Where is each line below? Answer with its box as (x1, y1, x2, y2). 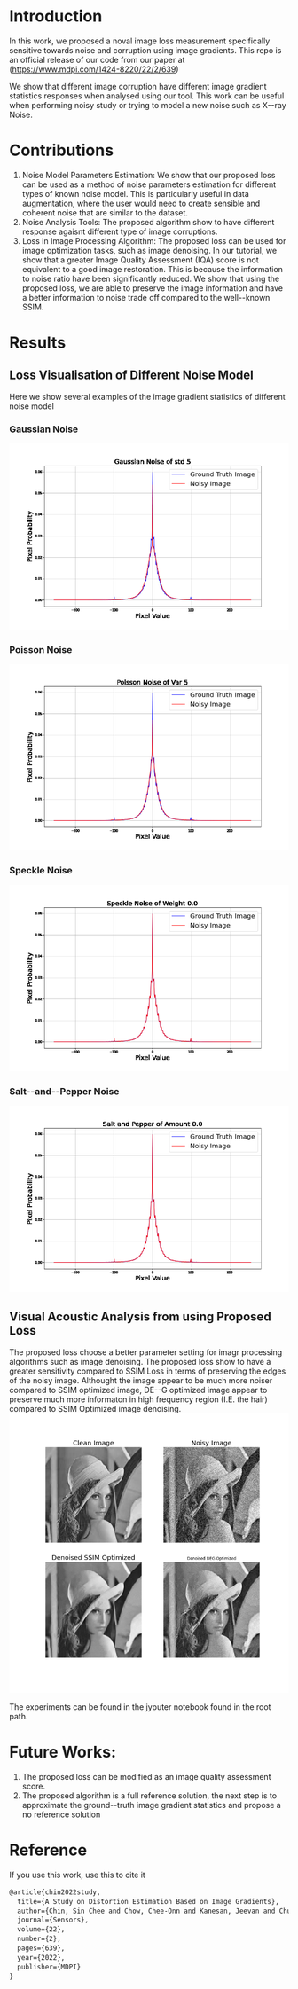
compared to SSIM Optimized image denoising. (9, 1403, 182, 1413)
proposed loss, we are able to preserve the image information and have (21, 282, 284, 294)
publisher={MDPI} (17, 1962, 82, 1971)
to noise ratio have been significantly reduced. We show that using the (21, 273, 280, 284)
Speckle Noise (9, 865, 73, 877)
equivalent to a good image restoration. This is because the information (21, 263, 284, 274)
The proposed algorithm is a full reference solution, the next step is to (21, 1789, 278, 1801)
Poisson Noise (9, 644, 73, 656)
